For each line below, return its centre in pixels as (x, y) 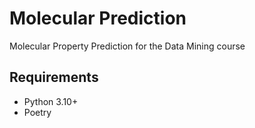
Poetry (37, 112)
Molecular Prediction (98, 18)
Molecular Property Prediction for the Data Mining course (127, 46)
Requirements (54, 77)
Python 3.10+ (51, 101)
